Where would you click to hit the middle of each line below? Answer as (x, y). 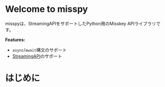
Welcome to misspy (47, 9)
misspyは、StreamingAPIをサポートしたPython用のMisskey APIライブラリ (81, 23)
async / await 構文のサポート (39, 50)
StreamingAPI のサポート (37, 56)
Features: (15, 40)
